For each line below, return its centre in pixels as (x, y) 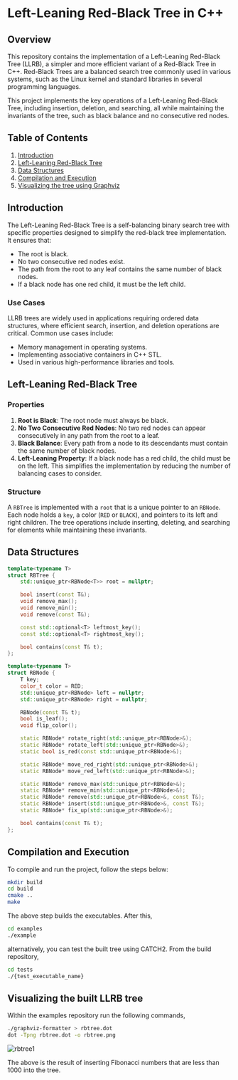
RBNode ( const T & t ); (50, 712)
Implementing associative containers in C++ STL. (90, 355)
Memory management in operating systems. (82, 347)
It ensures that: (29, 240)
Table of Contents (48, 138)
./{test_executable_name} (45, 976)
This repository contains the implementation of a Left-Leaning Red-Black (114, 56)
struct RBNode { (31, 673)
